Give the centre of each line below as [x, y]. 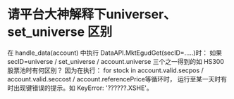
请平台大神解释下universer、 [92, 14]
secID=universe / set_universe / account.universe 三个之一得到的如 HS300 [116, 61]
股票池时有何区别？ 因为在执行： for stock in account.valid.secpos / [106, 70]
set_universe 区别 [60, 32]
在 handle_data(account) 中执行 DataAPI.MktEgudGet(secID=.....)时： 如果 [115, 53]
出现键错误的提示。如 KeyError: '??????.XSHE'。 [83, 88]
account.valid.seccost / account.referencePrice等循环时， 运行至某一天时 [114, 79]
